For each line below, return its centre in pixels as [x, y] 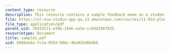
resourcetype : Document [30, 33]
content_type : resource [30, 10]
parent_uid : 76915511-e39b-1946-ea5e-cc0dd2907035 [60, 29]
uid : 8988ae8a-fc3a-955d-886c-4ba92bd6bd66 [52, 43]
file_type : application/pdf [35, 24]
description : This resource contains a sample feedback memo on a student [86, 15]
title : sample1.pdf [26, 38]
